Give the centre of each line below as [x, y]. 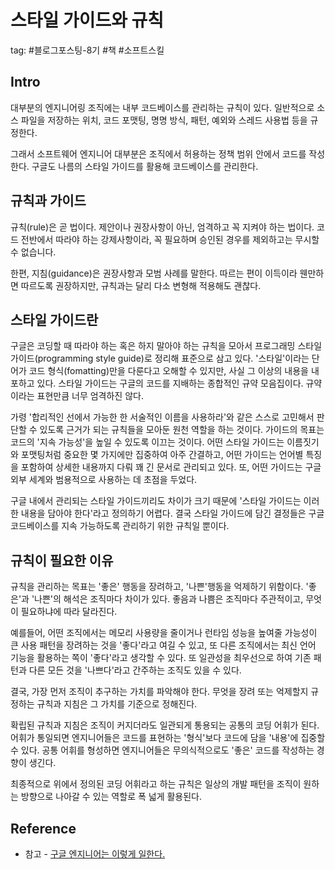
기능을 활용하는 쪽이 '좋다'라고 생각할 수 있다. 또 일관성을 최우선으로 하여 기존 [161, 658]
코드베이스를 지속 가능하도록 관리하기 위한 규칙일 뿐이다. [120, 526]
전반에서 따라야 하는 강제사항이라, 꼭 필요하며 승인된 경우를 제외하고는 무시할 [170, 239]
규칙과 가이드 [48, 201]
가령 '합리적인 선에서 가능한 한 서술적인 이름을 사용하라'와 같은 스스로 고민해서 [162, 417]
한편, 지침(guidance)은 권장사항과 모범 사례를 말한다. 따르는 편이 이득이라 [154, 273]
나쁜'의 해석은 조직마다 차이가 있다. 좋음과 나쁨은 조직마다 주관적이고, [169, 599]
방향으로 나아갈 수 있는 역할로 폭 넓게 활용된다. [111, 797]
